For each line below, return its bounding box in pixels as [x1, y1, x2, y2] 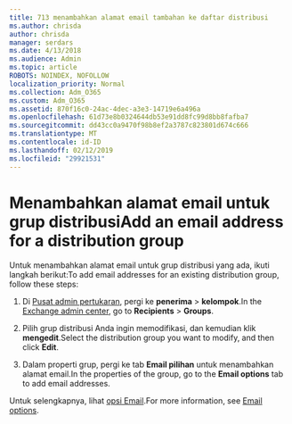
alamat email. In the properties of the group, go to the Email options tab [21, 369, 284, 379]
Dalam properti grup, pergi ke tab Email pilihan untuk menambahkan [21, 359, 274, 370]
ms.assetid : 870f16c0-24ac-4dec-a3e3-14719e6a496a [9, 104, 201, 113]
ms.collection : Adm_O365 [9, 87, 101, 96]
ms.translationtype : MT [9, 129, 98, 138]
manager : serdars [9, 37, 74, 47]
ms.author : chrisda [9, 21, 82, 30]
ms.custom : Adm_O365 [9, 96, 86, 105]
